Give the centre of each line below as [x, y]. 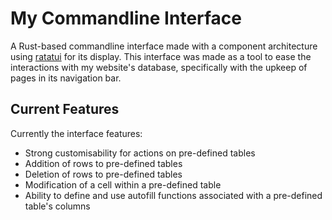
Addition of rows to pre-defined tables [103, 163]
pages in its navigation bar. [66, 78]
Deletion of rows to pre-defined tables [103, 174]
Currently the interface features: [76, 133]
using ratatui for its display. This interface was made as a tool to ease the [161, 56]
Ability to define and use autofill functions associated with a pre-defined [173, 195]
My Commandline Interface [126, 18]
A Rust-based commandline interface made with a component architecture [164, 46]
